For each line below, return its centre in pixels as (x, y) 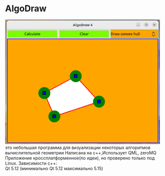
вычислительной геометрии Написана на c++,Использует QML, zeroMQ (81, 152)
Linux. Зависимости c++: (31, 163)
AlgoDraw (26, 9)
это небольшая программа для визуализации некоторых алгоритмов (78, 147)
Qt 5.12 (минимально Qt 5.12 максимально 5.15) (54, 168)
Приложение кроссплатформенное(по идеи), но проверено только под (80, 158)
